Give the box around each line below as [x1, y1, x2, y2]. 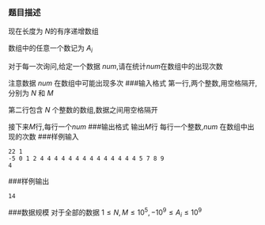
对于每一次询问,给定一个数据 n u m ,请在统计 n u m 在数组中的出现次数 [8, 62, 223, 71]
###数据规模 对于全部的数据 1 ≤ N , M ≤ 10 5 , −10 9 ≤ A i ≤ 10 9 [8, 206, 203, 219]
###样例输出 [8, 177, 50, 186]
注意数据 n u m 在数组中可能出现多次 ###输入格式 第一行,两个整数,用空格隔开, [8, 78, 258, 88]
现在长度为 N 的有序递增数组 [8, 26, 99, 36]
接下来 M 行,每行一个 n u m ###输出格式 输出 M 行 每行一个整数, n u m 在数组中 [8, 122, 248, 132]
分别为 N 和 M [8, 89, 54, 98]
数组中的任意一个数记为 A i [8, 44, 93, 55]
